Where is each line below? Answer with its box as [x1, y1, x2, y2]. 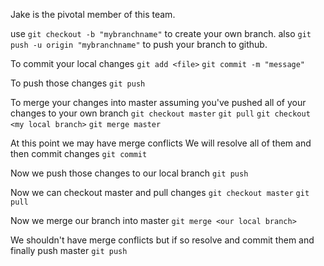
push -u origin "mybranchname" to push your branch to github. [10, 39, 268, 50]
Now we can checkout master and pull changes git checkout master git [10, 187, 310, 198]
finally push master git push [10, 245, 128, 256]
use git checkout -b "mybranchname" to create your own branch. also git [10, 28, 312, 39]
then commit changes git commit [10, 148, 148, 159]
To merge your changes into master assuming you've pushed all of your [10, 97, 307, 108]
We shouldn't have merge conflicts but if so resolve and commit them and [10, 234, 315, 246]
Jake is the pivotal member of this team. [10, 9, 176, 20]
